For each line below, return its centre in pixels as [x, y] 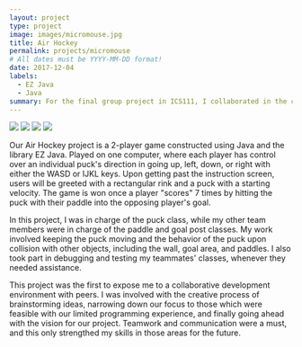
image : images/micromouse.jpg [66, 34]
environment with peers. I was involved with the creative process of [135, 295]
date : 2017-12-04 [42, 68]
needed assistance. [46, 268]
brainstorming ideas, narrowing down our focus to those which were [136, 304]
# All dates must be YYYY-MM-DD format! [86, 59]
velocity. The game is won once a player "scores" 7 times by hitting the [141, 193]
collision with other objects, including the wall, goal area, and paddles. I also [150, 249]
